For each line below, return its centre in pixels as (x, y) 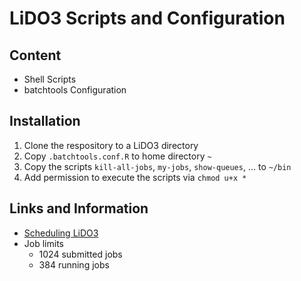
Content (35, 55)
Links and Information (79, 208)
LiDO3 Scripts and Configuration (147, 18)
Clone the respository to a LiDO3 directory (111, 145)
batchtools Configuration (75, 90)
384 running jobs (74, 264)
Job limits (43, 243)
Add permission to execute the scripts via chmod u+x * (135, 177)
